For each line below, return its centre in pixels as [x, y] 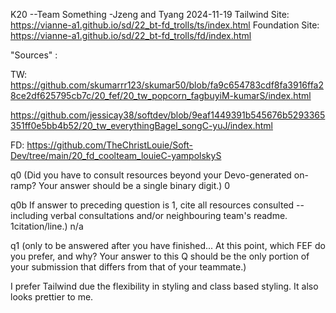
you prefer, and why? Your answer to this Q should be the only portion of [160, 256]
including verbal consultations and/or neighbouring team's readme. [149, 215]
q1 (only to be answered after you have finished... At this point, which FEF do [168, 245]
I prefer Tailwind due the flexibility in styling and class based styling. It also [164, 286]
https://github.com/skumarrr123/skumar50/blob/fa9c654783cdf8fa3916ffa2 [167, 85]
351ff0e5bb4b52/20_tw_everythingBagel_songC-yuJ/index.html [141, 125]
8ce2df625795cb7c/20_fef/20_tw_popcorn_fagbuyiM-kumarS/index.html [161, 95]
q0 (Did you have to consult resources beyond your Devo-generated [151, 175]
